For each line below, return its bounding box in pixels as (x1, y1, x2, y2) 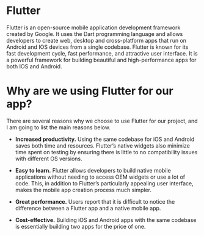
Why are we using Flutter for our (6, 84, 173, 98)
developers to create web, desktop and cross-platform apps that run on (6, 37, 187, 44)
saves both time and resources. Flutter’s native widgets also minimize (15, 141, 191, 149)
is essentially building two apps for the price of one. (15, 223, 146, 230)
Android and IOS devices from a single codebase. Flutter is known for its (6, 43, 189, 51)
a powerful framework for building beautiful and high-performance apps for (6, 56, 197, 63)
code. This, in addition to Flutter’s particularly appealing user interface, (15, 179, 194, 187)
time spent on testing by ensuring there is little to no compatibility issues (15, 148, 198, 156)
